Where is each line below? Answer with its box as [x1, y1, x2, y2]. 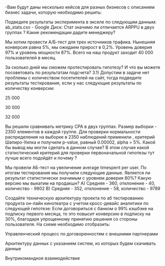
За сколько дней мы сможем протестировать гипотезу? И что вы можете [5, 64, 161, 70]
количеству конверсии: [5, 85, 55, 91]
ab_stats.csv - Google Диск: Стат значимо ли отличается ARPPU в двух [5, 24, 155, 30]
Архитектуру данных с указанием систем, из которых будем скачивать [5, 240, 156, 246]
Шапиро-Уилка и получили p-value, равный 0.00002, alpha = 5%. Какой [5, 139, 156, 145]
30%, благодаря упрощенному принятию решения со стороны [5, 216, 138, 222]
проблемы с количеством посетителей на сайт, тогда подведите [5, 75, 142, 80]
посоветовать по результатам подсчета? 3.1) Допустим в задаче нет [5, 70, 150, 76]
